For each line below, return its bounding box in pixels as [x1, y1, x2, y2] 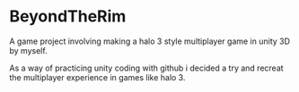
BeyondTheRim [9, 6, 127, 27]
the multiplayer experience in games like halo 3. [9, 71, 186, 82]
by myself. [9, 45, 48, 55]
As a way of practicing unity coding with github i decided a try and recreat [9, 63, 285, 73]
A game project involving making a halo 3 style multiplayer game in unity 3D [9, 36, 290, 46]
